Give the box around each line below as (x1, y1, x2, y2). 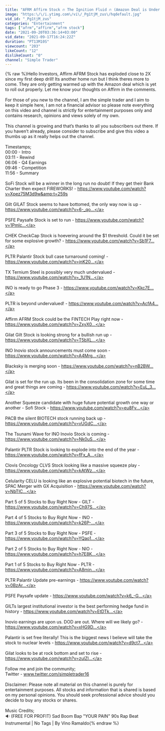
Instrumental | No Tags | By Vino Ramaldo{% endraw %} (5, 720, 119, 726)
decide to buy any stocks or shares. (5, 697, 78, 703)
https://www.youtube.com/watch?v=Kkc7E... (63, 285, 154, 291)
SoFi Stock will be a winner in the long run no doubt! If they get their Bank (5, 180, 154, 187)
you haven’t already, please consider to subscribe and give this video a (5, 128, 149, 134)
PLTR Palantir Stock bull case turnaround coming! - (5, 253, 109, 259)
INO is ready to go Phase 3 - (5, 285, 63, 291)
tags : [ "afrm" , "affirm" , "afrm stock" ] (5, 26, 84, 30)
